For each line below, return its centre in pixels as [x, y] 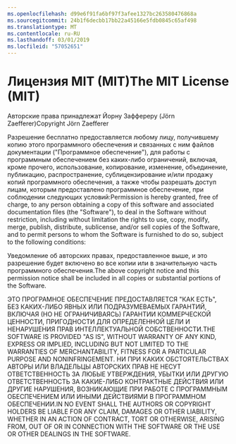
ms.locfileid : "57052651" [45, 47]
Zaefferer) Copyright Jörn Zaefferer [58, 123]
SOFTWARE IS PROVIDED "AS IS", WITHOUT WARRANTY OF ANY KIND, [112, 336]
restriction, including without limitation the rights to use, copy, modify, [108, 219]
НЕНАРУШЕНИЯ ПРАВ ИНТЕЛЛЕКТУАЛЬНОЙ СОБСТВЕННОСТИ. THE [112, 329]
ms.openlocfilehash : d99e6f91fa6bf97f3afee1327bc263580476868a [102, 14]
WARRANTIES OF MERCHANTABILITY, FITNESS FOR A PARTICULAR [107, 351]
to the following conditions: [47, 242]
